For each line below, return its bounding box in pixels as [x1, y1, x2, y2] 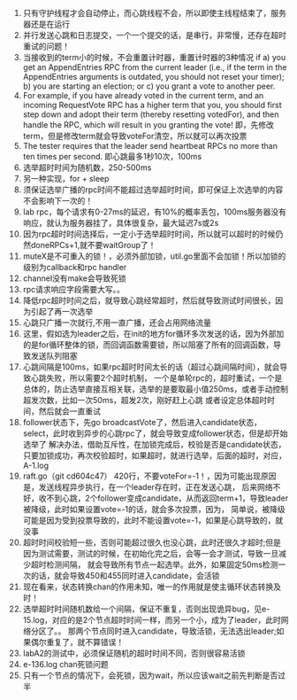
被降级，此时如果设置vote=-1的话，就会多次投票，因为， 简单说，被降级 [22, 504, 286, 514]
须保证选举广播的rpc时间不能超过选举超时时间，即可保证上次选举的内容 [22, 184, 284, 195]
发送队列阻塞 [30, 351, 78, 361]
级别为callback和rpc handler [22, 262, 127, 272]
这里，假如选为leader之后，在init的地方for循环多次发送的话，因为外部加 [22, 329, 285, 338]
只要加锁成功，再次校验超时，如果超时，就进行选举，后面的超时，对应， [22, 450, 286, 461]
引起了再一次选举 [30, 307, 94, 316]
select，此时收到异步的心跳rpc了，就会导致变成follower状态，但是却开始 [22, 428, 288, 439]
